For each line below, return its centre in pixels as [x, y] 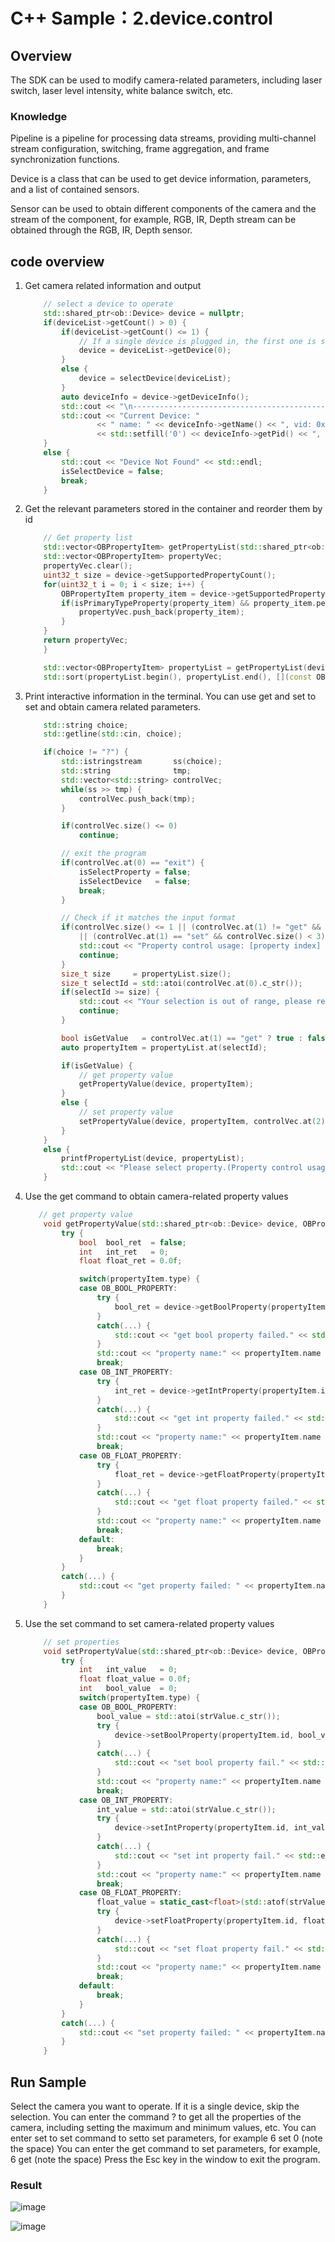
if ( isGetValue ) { [97, 1065]
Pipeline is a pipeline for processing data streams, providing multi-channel [163, 138]
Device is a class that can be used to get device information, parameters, [161, 179]
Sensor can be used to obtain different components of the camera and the [163, 209]
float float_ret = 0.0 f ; [130, 1261]
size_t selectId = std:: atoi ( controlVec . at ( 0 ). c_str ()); [182, 983]
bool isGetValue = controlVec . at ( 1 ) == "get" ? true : [182, 1038]
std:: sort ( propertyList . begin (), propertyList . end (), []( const [178, 677]
